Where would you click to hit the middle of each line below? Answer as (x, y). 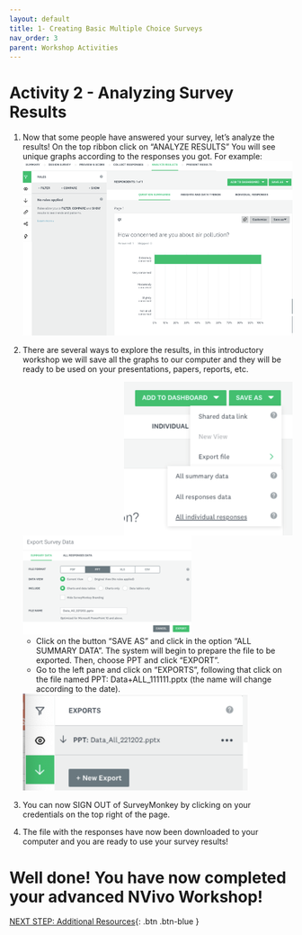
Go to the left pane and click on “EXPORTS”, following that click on (159, 670)
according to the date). (78, 689)
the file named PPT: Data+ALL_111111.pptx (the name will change (154, 679)
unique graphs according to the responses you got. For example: (142, 157)
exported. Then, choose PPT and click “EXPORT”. (128, 660)
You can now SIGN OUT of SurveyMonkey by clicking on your (137, 804)
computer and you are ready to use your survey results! (125, 841)
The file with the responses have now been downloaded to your (140, 831)
